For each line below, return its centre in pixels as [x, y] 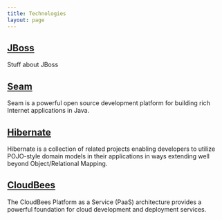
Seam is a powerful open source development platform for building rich [109, 103]
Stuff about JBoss [33, 65]
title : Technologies [37, 13]
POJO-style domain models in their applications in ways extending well [108, 156]
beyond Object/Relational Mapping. [57, 163]
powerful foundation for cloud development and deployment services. [107, 209]
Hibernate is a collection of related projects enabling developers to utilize [111, 149]
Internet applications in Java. [48, 111]
